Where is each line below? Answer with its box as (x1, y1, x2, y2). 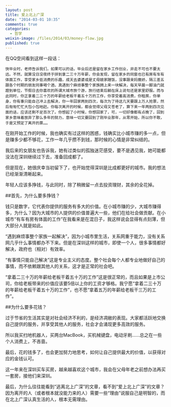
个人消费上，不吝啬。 (5, 338, 50, 344)
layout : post (5, 7, 33, 13)
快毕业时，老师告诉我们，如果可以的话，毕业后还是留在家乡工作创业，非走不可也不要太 (5, 66, 161, 71)
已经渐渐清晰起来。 (5, 171, 46, 177)
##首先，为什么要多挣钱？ (5, 192, 60, 199)
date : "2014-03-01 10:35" (5, 17, 60, 22)
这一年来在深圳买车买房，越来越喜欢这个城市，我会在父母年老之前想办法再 (5, 366, 161, 372)
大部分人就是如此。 (5, 222, 46, 228)
